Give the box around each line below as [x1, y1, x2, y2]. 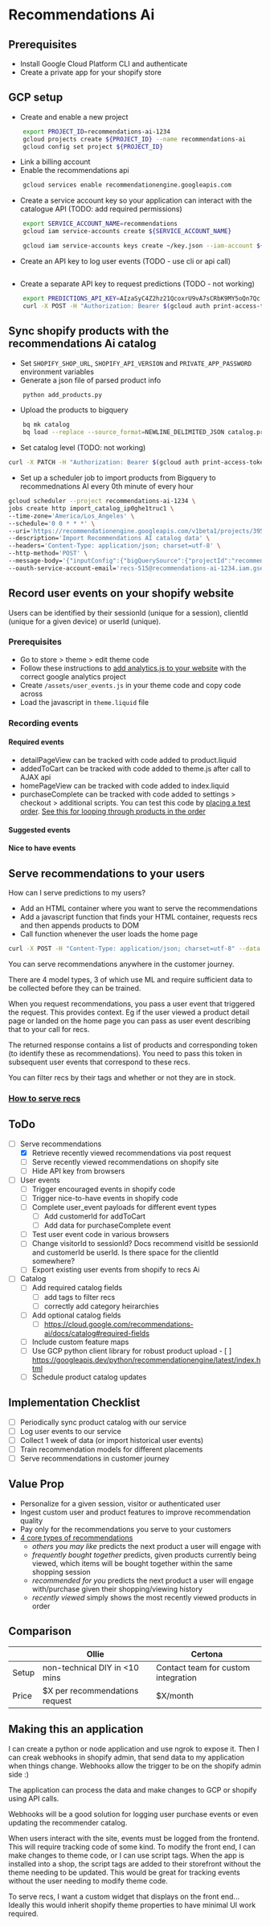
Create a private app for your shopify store [19, 68, 162, 77]
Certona [190, 1648, 223, 1659]
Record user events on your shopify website [8, 587, 235, 600]
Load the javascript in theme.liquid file [19, 697, 149, 707]
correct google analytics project [19, 671, 126, 681]
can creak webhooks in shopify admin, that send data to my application [8, 1752, 245, 1762]
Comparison [8, 1625, 72, 1638]
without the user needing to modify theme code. [8, 1875, 169, 1886]
